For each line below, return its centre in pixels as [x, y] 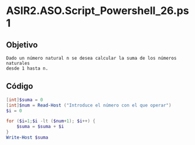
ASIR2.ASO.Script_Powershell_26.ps [97, 11]
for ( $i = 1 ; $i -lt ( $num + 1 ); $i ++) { [51, 121]
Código [20, 86]
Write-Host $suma [27, 138]
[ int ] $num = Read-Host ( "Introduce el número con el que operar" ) [89, 105]
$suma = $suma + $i [40, 127]
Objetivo [22, 45]
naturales [18, 63]
